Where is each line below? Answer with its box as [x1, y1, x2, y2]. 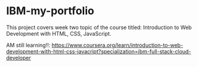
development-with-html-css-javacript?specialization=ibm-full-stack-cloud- [6, 47, 191, 55]
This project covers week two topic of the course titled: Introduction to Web [6, 24, 192, 31]
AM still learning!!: [6, 42, 51, 49]
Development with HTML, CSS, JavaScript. [6, 30, 112, 37]
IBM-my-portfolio [6, 4, 94, 18]
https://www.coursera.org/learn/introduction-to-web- [51, 42, 184, 49]
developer [6, 54, 32, 61]
